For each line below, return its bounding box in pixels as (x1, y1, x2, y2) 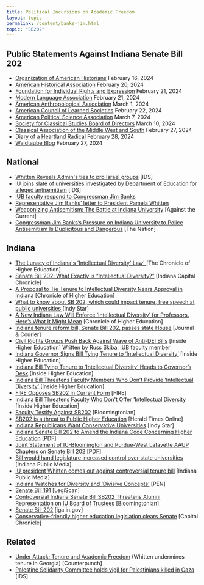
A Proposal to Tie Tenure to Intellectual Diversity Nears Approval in (15, 285, 183, 292)
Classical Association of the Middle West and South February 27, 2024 (15, 127, 192, 134)
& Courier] (15, 331, 41, 338)
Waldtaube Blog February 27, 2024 (15, 139, 103, 147)
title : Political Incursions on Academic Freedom (6, 9, 135, 15)
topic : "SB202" (6, 26, 45, 32)
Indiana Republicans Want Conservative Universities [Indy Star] (15, 421, 175, 429)
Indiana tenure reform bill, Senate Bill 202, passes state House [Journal (15, 324, 194, 331)
